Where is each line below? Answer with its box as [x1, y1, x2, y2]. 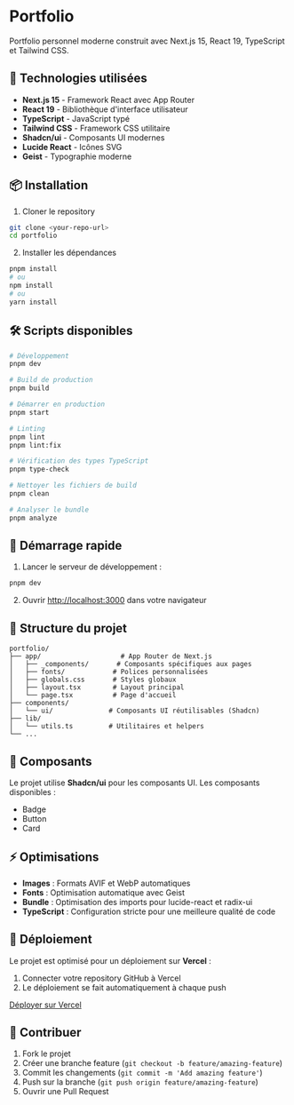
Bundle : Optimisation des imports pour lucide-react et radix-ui [21, 896, 253, 907]
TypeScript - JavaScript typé [21, 113, 131, 123]
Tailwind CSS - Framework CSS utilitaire [21, 123, 171, 133]
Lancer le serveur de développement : [21, 561, 163, 572]
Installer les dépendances [21, 247, 117, 258]
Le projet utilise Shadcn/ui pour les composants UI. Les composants [9, 777, 260, 788]
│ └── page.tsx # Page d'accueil [9, 691, 177, 700]
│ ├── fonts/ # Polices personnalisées [9, 668, 209, 677]
